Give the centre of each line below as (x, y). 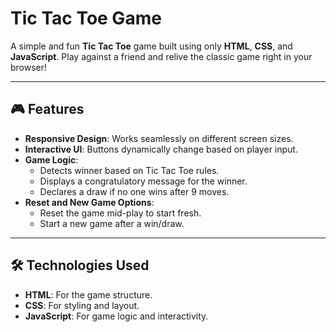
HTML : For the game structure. (88, 294)
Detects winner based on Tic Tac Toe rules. (129, 170)
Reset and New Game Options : (89, 202)
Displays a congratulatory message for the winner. (143, 181)
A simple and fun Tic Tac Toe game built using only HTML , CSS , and (151, 46)
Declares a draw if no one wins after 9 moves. (134, 191)
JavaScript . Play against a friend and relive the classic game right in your (161, 56)
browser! (29, 67)
